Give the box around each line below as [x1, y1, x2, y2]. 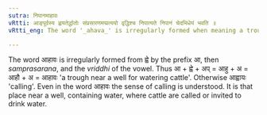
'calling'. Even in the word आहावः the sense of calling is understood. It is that [8, 82, 253, 91]
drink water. [8, 99, 48, 109]
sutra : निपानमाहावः [8, 11, 58, 20]
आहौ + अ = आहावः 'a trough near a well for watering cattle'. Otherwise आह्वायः [8, 73, 246, 82]
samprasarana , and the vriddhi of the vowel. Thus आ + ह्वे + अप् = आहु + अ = [8, 64, 249, 74]
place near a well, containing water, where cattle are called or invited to [8, 90, 242, 100]
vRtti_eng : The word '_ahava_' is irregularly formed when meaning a [8, 26, 244, 34]
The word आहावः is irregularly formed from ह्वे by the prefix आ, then [8, 55, 219, 64]
